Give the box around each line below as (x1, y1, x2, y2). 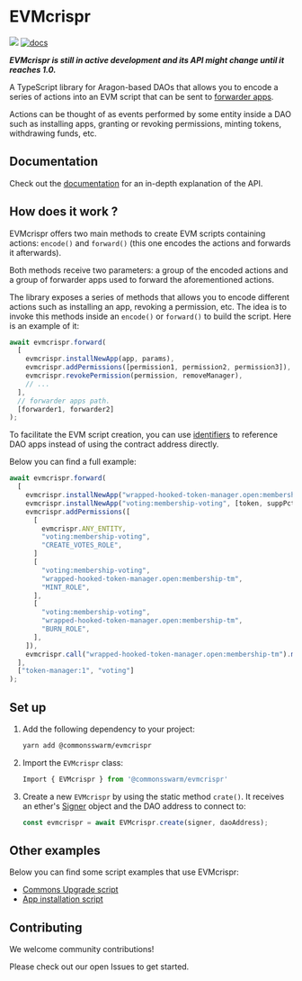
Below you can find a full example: (9, 457, 137, 468)
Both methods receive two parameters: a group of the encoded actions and (9, 264, 289, 276)
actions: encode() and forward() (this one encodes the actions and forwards (9, 237, 291, 249)
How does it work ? (9, 204, 119, 220)
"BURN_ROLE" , (41, 624, 91, 634)
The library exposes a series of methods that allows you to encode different (9, 291, 290, 303)
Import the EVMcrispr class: (22, 757, 124, 768)
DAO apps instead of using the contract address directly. (9, 439, 219, 450)
